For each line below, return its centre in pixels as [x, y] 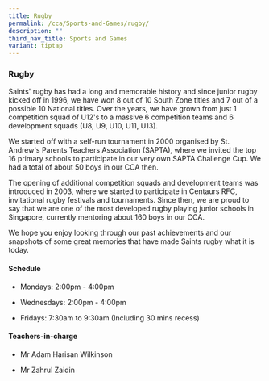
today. [19, 250]
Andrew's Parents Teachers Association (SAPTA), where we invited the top [132, 150]
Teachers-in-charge [43, 337]
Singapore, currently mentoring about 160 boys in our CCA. [107, 217]
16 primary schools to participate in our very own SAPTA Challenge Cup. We [135, 159]
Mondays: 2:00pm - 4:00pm [67, 287]
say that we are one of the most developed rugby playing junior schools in [131, 209]
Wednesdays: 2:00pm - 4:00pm [73, 302]
